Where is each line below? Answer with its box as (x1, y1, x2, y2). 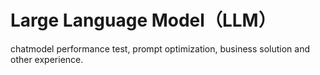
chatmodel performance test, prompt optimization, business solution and (10, 42, 311, 55)
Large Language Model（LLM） (10, 9, 277, 32)
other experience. (10, 53, 84, 65)
